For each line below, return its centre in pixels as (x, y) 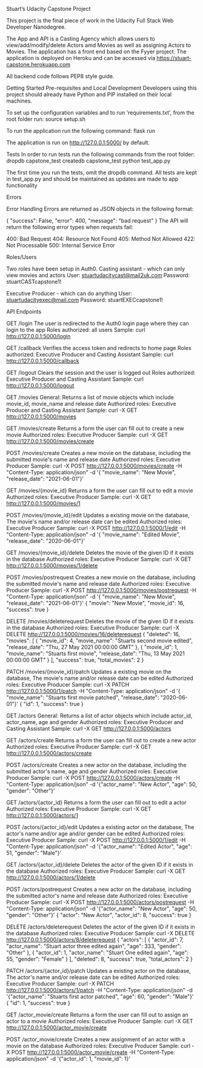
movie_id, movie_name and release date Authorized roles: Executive (92, 404)
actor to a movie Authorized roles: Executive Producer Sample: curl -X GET (100, 1021)
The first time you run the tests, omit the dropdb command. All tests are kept (101, 173)
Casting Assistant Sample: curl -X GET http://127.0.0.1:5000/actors (89, 728)
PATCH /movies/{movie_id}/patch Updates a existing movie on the (89, 672)
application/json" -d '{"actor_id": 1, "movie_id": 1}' (68, 1059)
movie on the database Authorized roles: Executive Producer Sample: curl (98, 1046)
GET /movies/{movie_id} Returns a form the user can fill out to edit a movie (100, 490)
